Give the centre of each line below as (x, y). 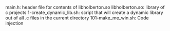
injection (14, 23)
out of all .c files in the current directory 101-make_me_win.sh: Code (77, 18)
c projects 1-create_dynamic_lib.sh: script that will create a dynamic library (84, 12)
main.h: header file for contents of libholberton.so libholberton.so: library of (85, 7)
